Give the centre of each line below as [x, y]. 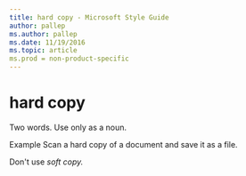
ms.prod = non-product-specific [69, 59]
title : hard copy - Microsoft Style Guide [89, 17]
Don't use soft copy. [46, 162]
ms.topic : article [43, 51]
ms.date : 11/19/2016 [48, 42]
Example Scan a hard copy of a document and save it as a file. [123, 144]
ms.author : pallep [43, 34]
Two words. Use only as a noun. [68, 127]
